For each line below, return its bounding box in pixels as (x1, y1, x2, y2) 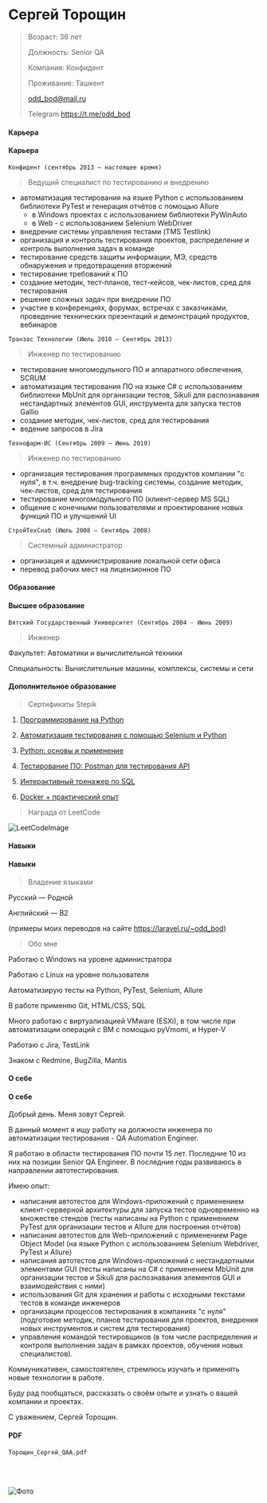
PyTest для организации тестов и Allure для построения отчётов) (19, 1222, 241, 1232)
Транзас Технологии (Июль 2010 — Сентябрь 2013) (8, 335, 173, 343)
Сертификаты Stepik (27, 699, 97, 708)
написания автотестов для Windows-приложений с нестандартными (19, 1256, 255, 1266)
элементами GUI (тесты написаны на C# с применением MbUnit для (19, 1265, 253, 1274)
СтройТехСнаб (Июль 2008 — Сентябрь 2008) (8, 526, 151, 535)
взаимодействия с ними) (19, 1281, 105, 1291)
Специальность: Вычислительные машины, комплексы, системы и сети (8, 663, 253, 673)
